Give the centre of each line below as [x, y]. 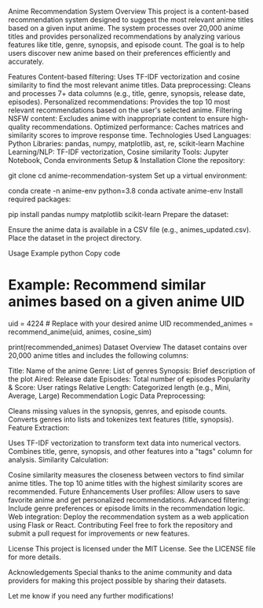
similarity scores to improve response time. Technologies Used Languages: [130, 135]
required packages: [40, 199]
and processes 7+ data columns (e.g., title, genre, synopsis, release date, [127, 93]
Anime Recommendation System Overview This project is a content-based [129, 11]
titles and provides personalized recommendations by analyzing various [124, 36]
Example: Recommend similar [107, 285]
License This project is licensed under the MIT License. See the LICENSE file [132, 548]
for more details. [35, 557]
